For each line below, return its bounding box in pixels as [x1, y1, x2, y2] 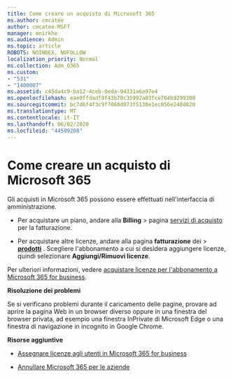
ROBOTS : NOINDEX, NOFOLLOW [7, 50, 86, 57]
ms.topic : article [7, 43, 61, 50]
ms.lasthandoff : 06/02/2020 [7, 120, 90, 128]
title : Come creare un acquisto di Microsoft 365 [7, 10, 155, 17]
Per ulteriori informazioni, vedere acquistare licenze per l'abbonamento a [7, 266, 218, 274]
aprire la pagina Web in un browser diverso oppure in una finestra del [7, 307, 207, 316]
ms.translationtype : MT [7, 108, 77, 115]
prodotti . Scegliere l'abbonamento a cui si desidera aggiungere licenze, [17, 245, 226, 253]
